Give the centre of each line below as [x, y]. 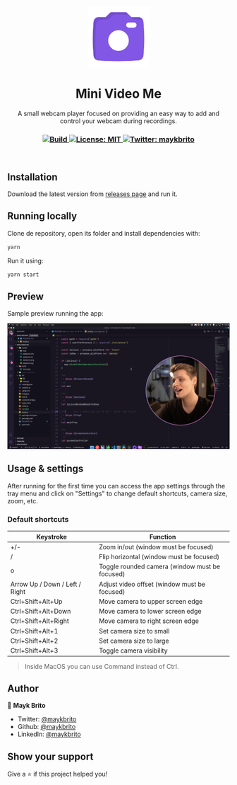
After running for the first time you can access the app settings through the [116, 486]
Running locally [42, 216]
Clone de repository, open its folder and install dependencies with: [104, 233]
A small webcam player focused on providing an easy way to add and [119, 113]
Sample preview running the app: [55, 314]
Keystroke [51, 537]
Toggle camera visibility [133, 651]
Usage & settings [45, 469]
